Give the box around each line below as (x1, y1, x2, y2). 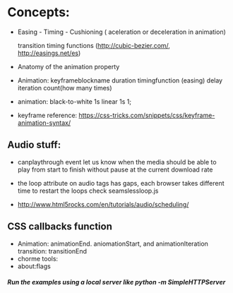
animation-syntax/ (17, 118, 71, 127)
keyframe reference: (17, 111, 78, 119)
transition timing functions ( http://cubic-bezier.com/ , (17, 41, 171, 49)
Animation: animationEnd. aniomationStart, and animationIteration (17, 239, 208, 248)
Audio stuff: (7, 139, 61, 151)
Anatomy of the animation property (17, 62, 120, 71)
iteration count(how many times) (17, 83, 112, 92)
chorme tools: (17, 254, 59, 263)
